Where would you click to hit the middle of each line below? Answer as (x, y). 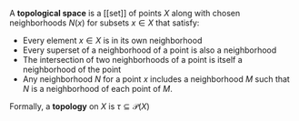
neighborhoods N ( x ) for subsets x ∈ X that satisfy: (105, 23)
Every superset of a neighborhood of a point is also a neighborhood (149, 50)
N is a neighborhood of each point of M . (97, 89)
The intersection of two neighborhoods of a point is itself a (132, 60)
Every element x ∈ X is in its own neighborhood (112, 40)
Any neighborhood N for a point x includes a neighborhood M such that (156, 79)
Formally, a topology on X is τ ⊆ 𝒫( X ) (80, 106)
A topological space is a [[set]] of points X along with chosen (125, 13)
